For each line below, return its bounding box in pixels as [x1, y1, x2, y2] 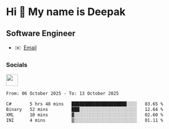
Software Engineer [6, 28, 76, 38]
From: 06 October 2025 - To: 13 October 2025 [6, 91, 119, 96]
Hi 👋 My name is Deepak [6, 5, 126, 19]
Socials [6, 60, 27, 69]
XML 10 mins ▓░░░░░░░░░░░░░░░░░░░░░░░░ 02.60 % [6, 112, 164, 118]
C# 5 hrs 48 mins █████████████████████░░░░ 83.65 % [6, 101, 164, 107]
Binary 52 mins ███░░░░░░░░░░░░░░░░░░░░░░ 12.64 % [6, 107, 164, 113]
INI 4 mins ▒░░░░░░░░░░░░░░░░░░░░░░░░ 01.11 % [6, 117, 164, 123]
